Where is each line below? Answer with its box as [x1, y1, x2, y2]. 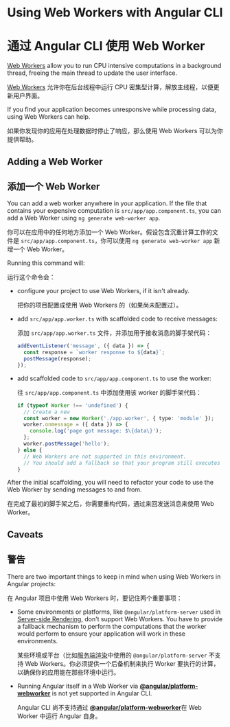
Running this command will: [7, 259, 85, 267]
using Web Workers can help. [7, 113, 91, 121]
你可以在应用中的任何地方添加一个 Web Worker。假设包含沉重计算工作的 [7, 228, 213, 236]
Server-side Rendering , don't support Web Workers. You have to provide [16, 614, 223, 623]
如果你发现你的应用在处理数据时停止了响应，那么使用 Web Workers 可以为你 [7, 127, 223, 135]
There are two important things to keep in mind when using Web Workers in [7, 572, 221, 581]
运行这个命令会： [7, 273, 56, 281]
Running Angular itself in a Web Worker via [16, 682, 139, 690]
